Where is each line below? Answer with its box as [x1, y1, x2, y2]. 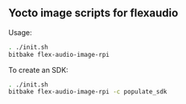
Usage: [8, 27, 32, 37]
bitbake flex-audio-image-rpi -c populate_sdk [8, 88, 167, 96]
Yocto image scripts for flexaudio [8, 6, 179, 20]
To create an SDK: [8, 65, 68, 74]
